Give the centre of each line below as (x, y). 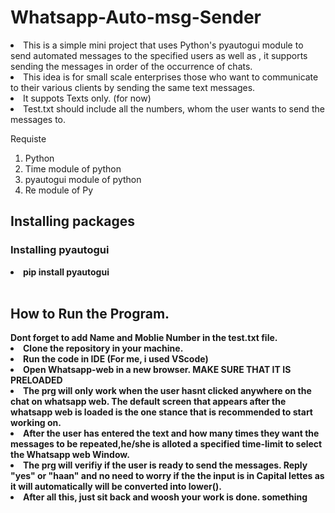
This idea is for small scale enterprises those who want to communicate (171, 77)
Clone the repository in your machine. (103, 348)
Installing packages (73, 221)
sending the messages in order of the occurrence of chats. (131, 66)
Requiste (28, 138)
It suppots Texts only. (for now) (87, 98)
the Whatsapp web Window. (70, 455)
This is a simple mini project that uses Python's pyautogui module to (163, 45)
